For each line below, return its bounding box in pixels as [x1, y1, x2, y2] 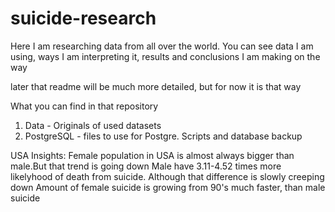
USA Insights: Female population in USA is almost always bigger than [10, 149, 295, 161]
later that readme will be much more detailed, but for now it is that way [10, 80, 302, 92]
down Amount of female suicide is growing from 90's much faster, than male [10, 181, 326, 193]
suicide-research [10, 7, 157, 30]
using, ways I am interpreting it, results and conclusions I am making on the [10, 50, 321, 62]
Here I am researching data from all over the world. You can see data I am [10, 40, 314, 52]
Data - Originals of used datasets [24, 119, 162, 131]
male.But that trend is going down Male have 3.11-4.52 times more [10, 160, 282, 172]
